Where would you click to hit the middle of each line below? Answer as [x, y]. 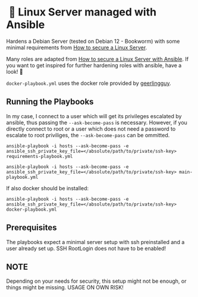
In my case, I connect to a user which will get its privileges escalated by [94, 116]
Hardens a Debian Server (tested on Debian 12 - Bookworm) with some [93, 41]
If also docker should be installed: [48, 188]
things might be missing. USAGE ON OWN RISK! [65, 287]
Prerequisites [32, 228]
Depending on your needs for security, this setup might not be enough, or [96, 281]
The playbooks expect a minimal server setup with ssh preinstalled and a [95, 242]
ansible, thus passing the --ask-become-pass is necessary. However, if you [97, 122]
